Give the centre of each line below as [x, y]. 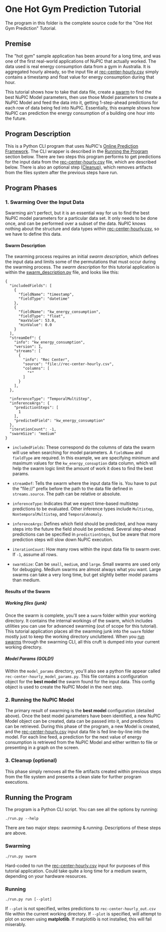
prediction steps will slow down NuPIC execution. [63, 540]
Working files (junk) [26, 603]
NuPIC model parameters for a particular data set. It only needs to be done [81, 218]
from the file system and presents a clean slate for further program [73, 776]
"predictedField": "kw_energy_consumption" [60, 421]
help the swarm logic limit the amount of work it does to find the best [83, 468]
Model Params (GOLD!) [29, 658]
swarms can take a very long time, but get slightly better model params [85, 575]
